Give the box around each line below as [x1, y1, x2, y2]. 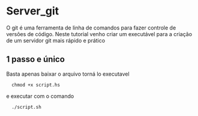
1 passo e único [6, 54, 65, 64]
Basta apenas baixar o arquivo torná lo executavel [6, 70, 130, 78]
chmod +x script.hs [11, 82, 61, 88]
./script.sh [11, 104, 42, 110]
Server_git [6, 4, 59, 18]
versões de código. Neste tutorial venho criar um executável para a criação [6, 30, 193, 37]
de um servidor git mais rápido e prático [6, 37, 106, 44]
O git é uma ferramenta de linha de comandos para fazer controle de [6, 24, 176, 31]
